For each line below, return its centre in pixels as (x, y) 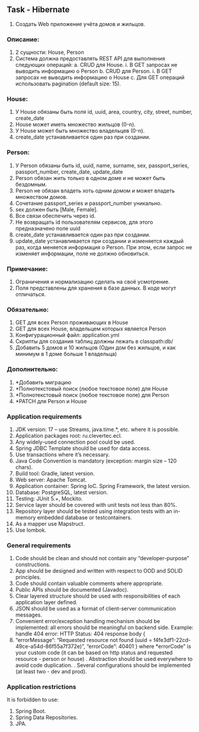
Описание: (23, 39)
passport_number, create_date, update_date (69, 172)
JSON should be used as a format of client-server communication (96, 609)
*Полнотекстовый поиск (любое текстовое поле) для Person (92, 395)
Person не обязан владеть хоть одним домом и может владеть (95, 190)
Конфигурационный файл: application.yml (67, 335)
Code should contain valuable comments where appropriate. (89, 583)
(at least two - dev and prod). (51, 672)
